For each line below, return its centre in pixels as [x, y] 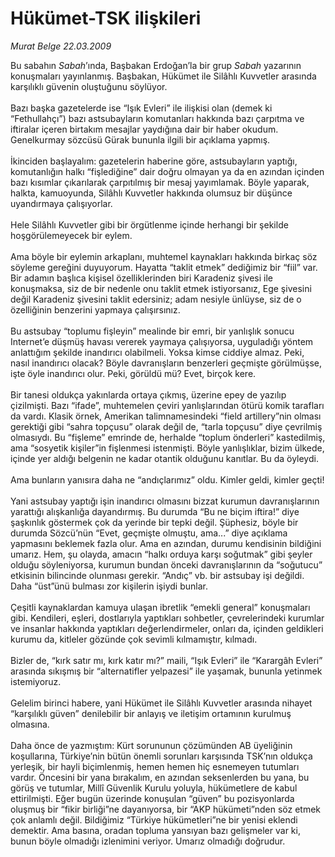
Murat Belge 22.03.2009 [61, 46]
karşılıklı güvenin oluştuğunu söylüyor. [89, 86]
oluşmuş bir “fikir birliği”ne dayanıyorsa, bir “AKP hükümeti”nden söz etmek [166, 809]
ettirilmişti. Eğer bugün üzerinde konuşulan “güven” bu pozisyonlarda [152, 798]
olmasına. [30, 724]
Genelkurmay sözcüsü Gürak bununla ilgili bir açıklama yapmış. [140, 139]
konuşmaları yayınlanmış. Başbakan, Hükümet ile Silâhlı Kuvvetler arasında [163, 76]
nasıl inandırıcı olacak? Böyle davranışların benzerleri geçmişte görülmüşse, [166, 363]
